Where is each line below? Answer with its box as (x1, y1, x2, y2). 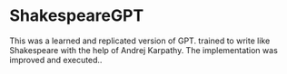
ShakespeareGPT (9, 5, 144, 26)
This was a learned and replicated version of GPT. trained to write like (9, 35, 271, 46)
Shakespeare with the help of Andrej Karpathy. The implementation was (9, 44, 279, 55)
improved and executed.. (9, 54, 103, 65)
